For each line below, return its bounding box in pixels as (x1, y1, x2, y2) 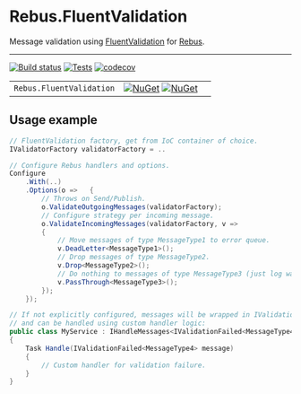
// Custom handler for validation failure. (41, 361, 206, 370)
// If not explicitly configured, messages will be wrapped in (9, 311, 251, 320)
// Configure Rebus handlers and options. (9, 161, 170, 170)
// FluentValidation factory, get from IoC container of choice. (9, 136, 258, 145)
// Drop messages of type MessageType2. (56, 253, 211, 262)
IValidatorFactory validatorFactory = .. (9, 144, 167, 153)
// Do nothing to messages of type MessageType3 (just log (56, 269, 282, 278)
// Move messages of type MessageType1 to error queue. (56, 236, 271, 245)
